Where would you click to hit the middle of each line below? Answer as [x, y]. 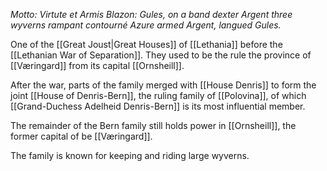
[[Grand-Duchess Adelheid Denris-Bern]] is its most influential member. [158, 106]
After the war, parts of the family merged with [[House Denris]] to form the [163, 85]
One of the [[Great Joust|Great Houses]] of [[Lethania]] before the [146, 44]
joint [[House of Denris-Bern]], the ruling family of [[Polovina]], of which [158, 95]
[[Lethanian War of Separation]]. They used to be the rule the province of [161, 55]
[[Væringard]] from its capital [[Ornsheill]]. [97, 65]
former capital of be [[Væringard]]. [81, 136]
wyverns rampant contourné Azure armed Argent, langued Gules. [146, 25]
